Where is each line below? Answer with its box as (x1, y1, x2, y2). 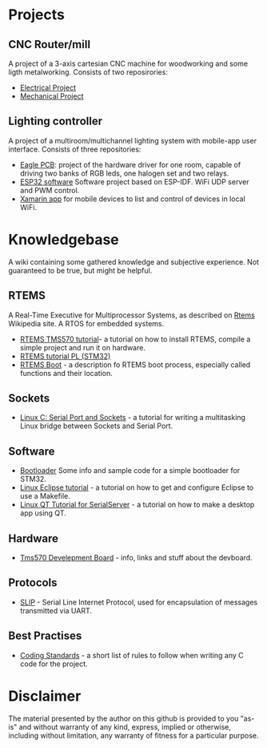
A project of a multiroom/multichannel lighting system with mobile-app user (8, 135, 257, 145)
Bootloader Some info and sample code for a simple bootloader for (19, 466, 241, 475)
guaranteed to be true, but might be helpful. (8, 265, 153, 275)
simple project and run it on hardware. (19, 342, 146, 352)
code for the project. (19, 659, 88, 669)
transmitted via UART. (19, 605, 92, 615)
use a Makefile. (19, 491, 70, 501)
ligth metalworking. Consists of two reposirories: (8, 67, 168, 77)
